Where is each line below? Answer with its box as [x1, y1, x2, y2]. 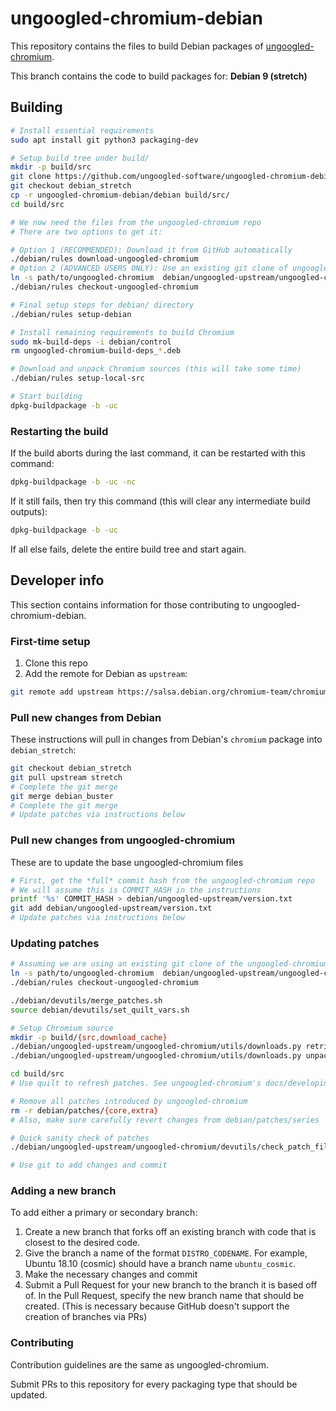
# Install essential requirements [10, 125, 155, 136]
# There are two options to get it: [10, 227, 163, 237]
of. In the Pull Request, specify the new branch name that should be [24, 1290, 305, 1302]
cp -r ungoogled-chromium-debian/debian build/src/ [10, 190, 230, 200]
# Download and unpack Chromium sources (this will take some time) [10, 364, 302, 374]
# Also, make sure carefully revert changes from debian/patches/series [10, 1115, 320, 1125]
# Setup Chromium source [10, 1023, 114, 1033]
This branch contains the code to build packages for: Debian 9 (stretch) [10, 70, 308, 82]
